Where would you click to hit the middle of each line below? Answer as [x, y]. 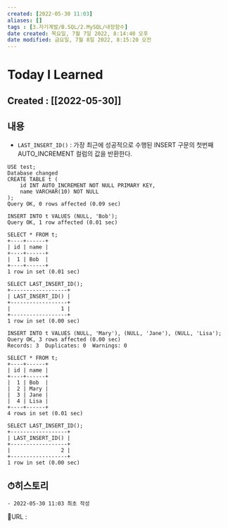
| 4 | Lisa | [28, 401]
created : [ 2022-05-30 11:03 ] [50, 14]
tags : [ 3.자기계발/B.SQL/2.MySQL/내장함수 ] [68, 27]
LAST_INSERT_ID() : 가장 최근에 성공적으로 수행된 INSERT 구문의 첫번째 [115, 144]
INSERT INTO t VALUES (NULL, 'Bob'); [63, 216]
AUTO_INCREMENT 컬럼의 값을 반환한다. [75, 153]
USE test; [22, 167]
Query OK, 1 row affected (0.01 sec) [63, 222]
